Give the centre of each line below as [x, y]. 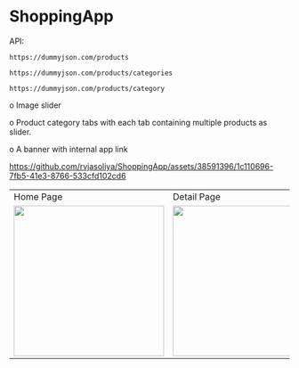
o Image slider [36, 105]
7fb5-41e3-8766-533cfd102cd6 [68, 176]
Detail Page [197, 196]
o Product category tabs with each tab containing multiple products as [138, 122]
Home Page [38, 196]
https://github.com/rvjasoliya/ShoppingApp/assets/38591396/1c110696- [141, 166]
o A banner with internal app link [69, 149]
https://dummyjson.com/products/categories [91, 73]
